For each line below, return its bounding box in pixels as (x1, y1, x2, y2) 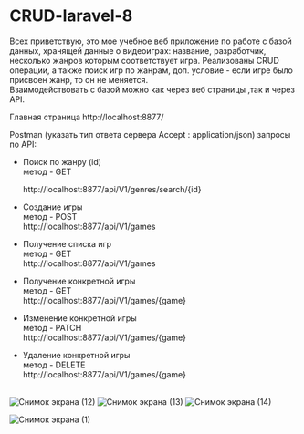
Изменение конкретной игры (22, 312, 137, 324)
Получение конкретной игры (22, 275, 136, 286)
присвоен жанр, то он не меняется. (9, 74, 149, 85)
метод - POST (22, 211, 78, 222)
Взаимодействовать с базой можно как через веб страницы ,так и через (9, 84, 295, 95)
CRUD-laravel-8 (9, 5, 133, 26)
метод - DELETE (22, 359, 86, 370)
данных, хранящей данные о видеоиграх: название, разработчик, (9, 45, 267, 56)
